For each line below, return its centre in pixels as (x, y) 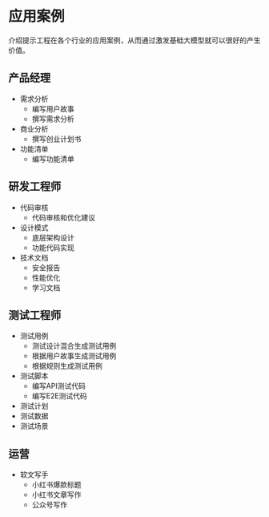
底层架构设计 (53, 237)
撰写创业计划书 (56, 139)
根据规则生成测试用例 (67, 366)
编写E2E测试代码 (59, 396)
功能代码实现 (53, 247)
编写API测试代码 (58, 386)
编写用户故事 (53, 108)
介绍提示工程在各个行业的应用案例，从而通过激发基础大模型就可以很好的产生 (134, 40)
